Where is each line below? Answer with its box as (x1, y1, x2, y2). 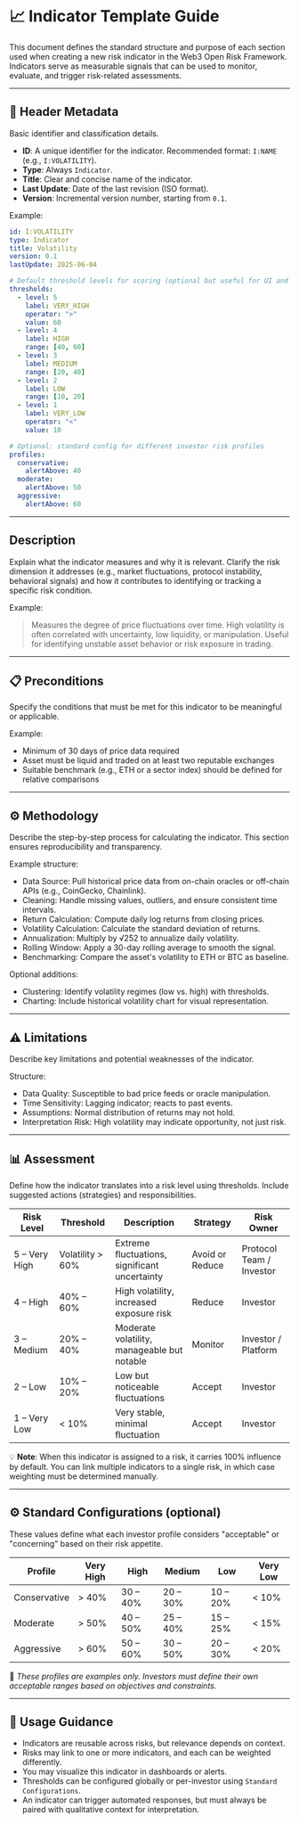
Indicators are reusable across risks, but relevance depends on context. (21, 1738, 286, 1749)
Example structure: (9, 858, 78, 869)
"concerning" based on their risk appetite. (9, 1538, 164, 1548)
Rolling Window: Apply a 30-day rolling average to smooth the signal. (21, 942, 276, 953)
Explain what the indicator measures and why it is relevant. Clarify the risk (9, 556, 280, 567)
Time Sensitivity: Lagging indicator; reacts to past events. (21, 1097, 233, 1108)
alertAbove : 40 (25, 466, 82, 476)
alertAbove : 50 (25, 483, 82, 492)
